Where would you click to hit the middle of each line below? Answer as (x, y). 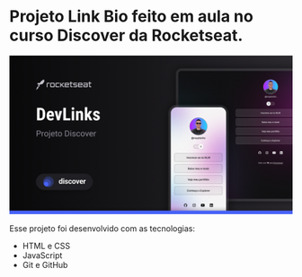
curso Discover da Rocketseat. (126, 35)
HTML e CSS (46, 246)
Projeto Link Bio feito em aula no (131, 17)
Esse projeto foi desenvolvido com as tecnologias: (102, 229)
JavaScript (42, 255)
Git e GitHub (45, 265)
